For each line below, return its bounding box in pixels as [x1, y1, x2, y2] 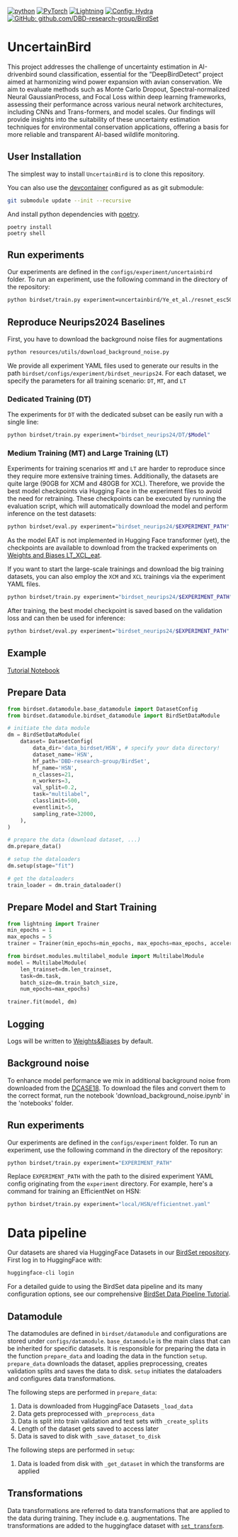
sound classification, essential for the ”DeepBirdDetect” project [38, 69, 224, 78]
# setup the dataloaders [7, 856, 81, 863]
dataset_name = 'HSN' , [33, 751, 93, 758]
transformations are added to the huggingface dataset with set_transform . [7, 1521, 225, 1530]
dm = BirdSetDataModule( [7, 731, 81, 738]
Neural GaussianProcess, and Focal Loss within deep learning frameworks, [7, 92, 227, 101]
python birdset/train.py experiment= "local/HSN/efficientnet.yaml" [7, 1201, 211, 1208]
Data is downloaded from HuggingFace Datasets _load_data [17, 1402, 193, 1410]
